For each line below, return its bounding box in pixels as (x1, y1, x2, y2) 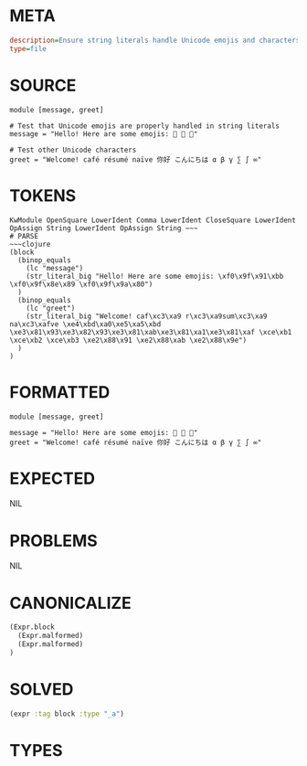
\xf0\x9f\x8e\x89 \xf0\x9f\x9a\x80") (9, 280, 153, 289)
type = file (9, 44, 48, 53)
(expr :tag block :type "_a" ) (9, 709, 125, 718)
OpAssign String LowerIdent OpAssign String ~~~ (9, 223, 198, 233)
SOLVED (9, 679, 74, 699)
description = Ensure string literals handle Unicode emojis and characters (9, 36, 301, 45)
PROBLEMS (9, 530, 98, 551)
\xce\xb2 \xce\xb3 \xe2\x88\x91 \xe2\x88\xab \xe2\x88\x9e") (9, 335, 248, 345)
